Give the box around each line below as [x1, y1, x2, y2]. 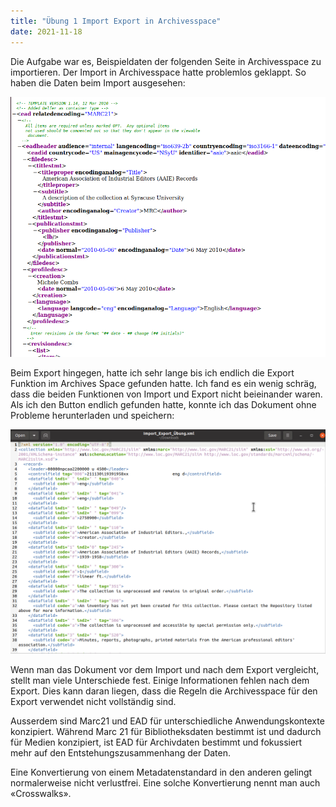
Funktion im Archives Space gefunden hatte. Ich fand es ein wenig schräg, [10, 378, 317, 390]
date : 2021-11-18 [10, 26, 83, 37]
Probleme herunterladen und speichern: [10, 410, 175, 422]
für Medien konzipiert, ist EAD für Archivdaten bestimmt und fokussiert [10, 736, 303, 749]
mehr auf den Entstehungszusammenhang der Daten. [10, 747, 232, 759]
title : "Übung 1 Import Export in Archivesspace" [10, 16, 222, 26]
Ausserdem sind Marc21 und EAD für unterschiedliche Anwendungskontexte [10, 715, 325, 727]
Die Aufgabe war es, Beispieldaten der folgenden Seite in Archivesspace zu [10, 55, 322, 67]
